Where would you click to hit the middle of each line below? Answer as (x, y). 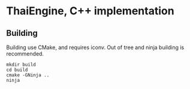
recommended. (25, 54)
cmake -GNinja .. (28, 75)
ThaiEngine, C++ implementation (91, 11)
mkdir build (21, 65)
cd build (17, 70)
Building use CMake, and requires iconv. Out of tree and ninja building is (95, 47)
